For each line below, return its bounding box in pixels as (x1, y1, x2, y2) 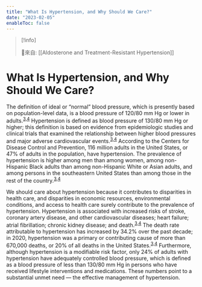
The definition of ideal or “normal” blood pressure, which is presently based (6, 103, 195, 110)
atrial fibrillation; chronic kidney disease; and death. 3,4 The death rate (6, 221, 180, 229)
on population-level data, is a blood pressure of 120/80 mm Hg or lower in (6, 110, 190, 117)
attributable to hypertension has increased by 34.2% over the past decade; (6, 227, 193, 235)
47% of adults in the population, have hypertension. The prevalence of (6, 150, 182, 157)
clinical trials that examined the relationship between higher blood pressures (6, 130, 196, 137)
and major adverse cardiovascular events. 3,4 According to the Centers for (6, 136, 190, 145)
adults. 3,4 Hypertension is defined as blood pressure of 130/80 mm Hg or (6, 116, 189, 124)
